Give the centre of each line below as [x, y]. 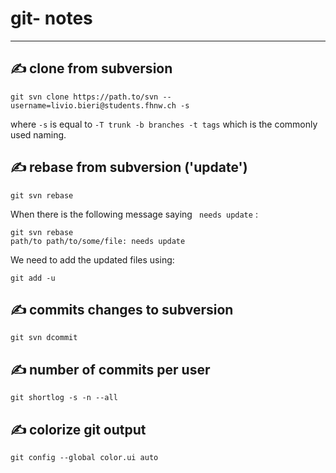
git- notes [51, 18]
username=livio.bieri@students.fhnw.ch [93, 105]
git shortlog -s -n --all [64, 398]
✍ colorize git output [78, 429]
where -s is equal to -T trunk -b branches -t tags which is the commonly [164, 124]
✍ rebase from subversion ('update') [129, 167]
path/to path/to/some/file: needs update [98, 241]
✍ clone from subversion [91, 68]
